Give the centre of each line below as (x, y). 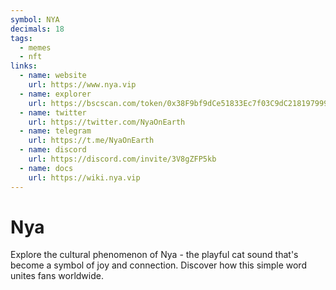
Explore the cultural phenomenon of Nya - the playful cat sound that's (154, 255)
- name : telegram (55, 131)
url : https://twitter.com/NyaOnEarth (107, 122)
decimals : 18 (37, 29)
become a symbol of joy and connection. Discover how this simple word (158, 265)
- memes (35, 47)
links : (24, 66)
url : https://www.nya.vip (82, 85)
